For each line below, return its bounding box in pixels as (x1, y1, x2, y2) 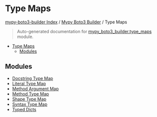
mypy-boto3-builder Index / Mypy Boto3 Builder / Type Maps (5, 19, 127, 25)
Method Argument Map (12, 86, 59, 92)
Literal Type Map (12, 80, 46, 86)
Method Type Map (12, 91, 50, 97)
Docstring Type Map (12, 75, 53, 81)
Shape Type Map (12, 96, 47, 102)
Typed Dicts (12, 106, 36, 112)
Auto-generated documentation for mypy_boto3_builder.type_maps (17, 28, 152, 34)
